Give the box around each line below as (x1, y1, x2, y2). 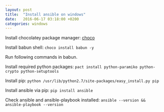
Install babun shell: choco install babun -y (5, 44, 94, 50)
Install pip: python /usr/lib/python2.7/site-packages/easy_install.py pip (5, 78, 160, 84)
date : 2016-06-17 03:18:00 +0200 (5, 16, 79, 21)
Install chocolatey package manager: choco (5, 35, 95, 41)
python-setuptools (20, 69, 59, 74)
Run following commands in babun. (5, 54, 78, 60)
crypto (5, 69, 19, 74)
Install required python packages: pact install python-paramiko (5, 64, 138, 70)
